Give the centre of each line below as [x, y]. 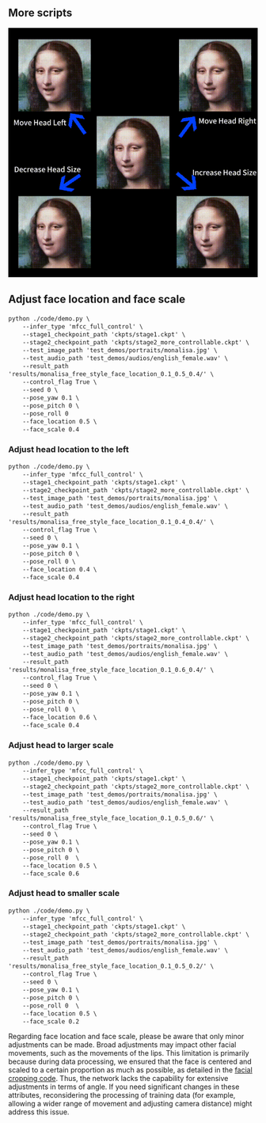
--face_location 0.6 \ [60, 718]
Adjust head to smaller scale [64, 893]
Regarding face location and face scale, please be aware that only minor [126, 1036]
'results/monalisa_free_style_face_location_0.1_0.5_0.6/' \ [111, 818]
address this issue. [39, 1112]
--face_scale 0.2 [51, 1021]
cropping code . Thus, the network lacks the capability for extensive [118, 1078]
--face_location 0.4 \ [60, 569]
